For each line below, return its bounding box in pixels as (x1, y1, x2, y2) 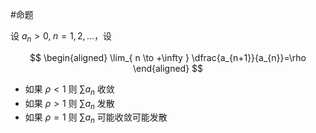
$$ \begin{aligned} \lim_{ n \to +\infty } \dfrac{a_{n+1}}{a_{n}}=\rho (29, 51, 307, 63)
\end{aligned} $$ (132, 62, 204, 74)
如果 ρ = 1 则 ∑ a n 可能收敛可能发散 (24, 111, 168, 126)
